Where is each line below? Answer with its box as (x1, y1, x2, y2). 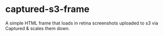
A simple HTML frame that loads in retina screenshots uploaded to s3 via (5, 20, 158, 26)
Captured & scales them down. (5, 25, 70, 31)
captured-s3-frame (5, 3, 90, 15)
